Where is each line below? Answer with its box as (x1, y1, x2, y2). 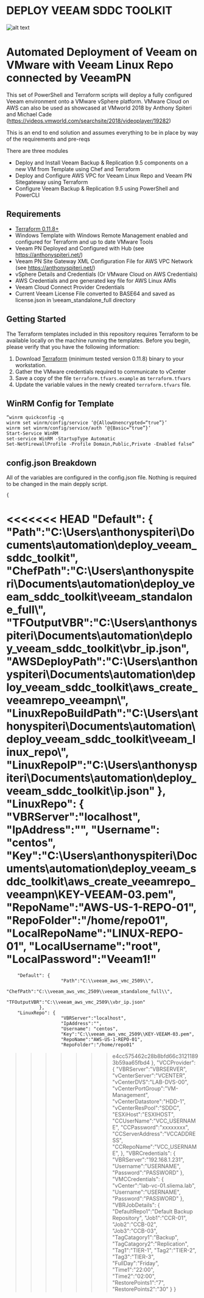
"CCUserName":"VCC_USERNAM (112, 1117, 196, 1124)
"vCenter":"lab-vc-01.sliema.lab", (112, 1182, 196, 1190)
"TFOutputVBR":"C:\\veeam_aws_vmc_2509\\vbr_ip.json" (6, 1000, 146, 1006)
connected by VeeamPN (6, 71, 132, 85)
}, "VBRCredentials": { (121, 1149, 176, 1157)
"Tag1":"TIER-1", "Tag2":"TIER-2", (112, 1247, 197, 1254)
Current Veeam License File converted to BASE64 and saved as (15, 290, 175, 297)
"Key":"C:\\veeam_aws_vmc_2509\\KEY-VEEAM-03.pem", (60, 1031, 195, 1037)
